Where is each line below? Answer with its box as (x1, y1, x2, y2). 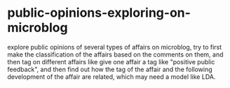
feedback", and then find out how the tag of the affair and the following (7, 65, 212, 73)
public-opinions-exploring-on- (7, 5, 191, 21)
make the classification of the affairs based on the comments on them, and (7, 50, 224, 59)
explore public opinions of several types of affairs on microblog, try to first (7, 43, 222, 51)
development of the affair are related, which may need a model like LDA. (7, 72, 216, 81)
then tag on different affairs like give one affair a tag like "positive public (7, 57, 215, 66)
